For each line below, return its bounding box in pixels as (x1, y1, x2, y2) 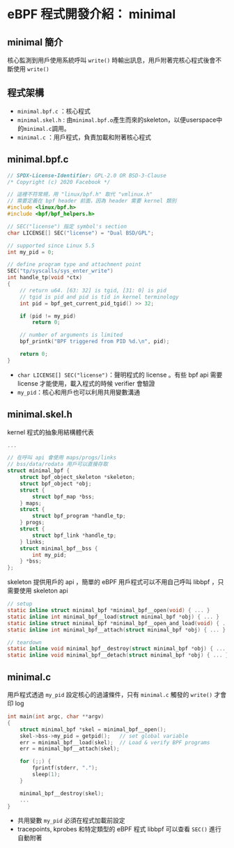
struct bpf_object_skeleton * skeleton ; (19, 474, 136, 481)
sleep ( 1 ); (32, 771, 61, 778)
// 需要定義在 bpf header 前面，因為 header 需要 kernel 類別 (7, 198, 177, 205)
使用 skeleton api (19, 586, 68, 595)
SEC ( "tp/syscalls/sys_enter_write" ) (7, 267, 114, 275)
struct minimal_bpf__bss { (19, 544, 98, 552)
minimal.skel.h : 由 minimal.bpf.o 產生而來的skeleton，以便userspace (17, 116, 217, 124)
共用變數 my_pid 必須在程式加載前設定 (17, 816, 125, 825)
